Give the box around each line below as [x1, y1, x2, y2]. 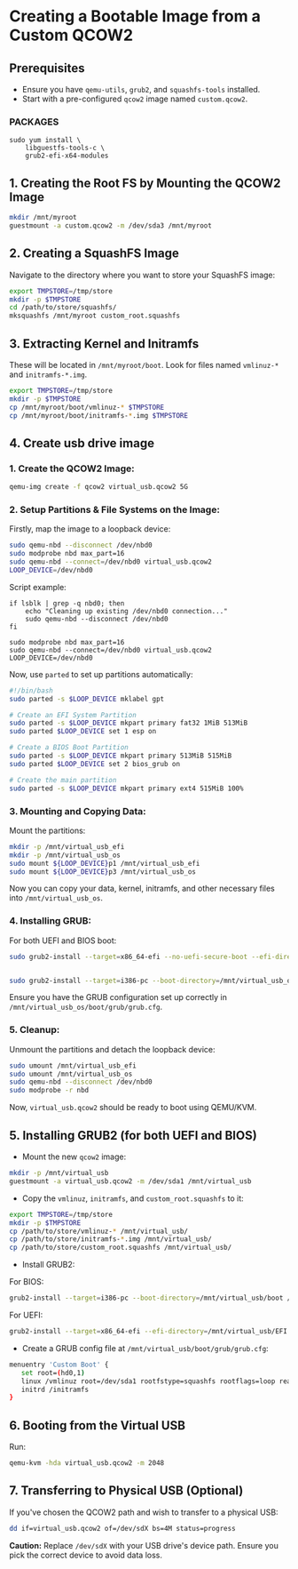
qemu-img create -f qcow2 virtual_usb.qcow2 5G [9, 483, 189, 492]
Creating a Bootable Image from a [9, 6, 262, 27]
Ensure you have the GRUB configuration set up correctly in [9, 992, 228, 1003]
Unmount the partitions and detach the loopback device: [9, 1044, 216, 1054]
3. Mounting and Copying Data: [9, 805, 146, 817]
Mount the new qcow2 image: [21, 1151, 127, 1162]
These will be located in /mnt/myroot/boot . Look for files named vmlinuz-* [9, 359, 279, 370]
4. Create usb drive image [9, 436, 155, 451]
